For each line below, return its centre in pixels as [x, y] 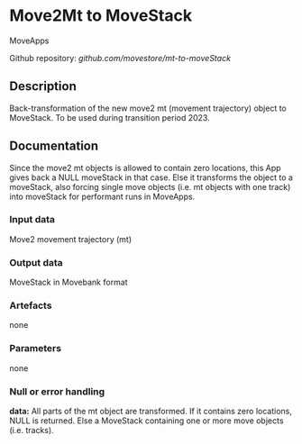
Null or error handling [57, 391]
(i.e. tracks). [32, 430]
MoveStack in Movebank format [69, 282]
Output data [36, 262]
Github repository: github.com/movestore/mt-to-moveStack [120, 58]
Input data [32, 220]
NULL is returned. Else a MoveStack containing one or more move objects [146, 421]
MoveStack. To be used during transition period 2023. [110, 117]
